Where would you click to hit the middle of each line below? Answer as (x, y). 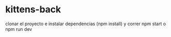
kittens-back (33, 10)
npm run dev (19, 29)
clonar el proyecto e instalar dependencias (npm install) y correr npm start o (86, 24)
